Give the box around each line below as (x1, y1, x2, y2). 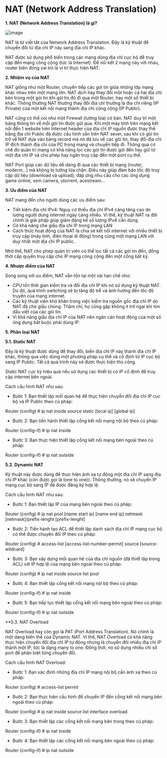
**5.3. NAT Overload (5, 619, 49, 625)
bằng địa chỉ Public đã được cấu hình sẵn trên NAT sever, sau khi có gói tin (5, 131, 159, 137)
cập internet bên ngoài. (5, 374, 53, 380)
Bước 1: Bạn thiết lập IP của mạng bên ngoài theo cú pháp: (12, 501, 133, 507)
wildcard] (5, 546, 25, 552)
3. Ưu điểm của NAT (5, 187, 47, 193)
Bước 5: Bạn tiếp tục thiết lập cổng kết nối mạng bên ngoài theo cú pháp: (12, 600, 163, 606)
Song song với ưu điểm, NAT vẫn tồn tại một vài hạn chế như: (5, 273, 131, 279)
